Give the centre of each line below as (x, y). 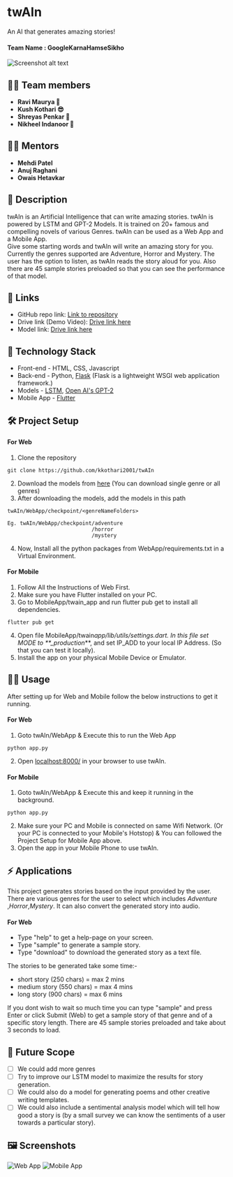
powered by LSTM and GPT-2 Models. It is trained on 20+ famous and (108, 224)
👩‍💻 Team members (49, 85)
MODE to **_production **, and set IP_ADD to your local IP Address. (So (119, 643)
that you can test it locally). (56, 650)
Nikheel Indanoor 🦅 (46, 124)
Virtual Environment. (47, 555)
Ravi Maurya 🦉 (39, 101)
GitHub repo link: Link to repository (68, 314)
